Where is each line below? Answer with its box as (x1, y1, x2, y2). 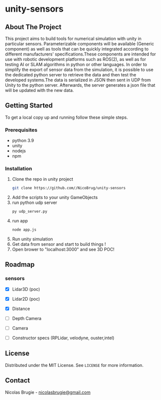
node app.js (12, 227, 36, 232)
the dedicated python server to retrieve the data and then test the (5, 72, 136, 77)
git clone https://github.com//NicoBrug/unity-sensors (12, 186, 126, 191)
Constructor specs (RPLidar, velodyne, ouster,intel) (12, 335, 115, 341)
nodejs (12, 148, 26, 154)
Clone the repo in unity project (12, 176, 73, 182)
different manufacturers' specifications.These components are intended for (5, 51, 156, 57)
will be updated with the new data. (5, 88, 74, 93)
